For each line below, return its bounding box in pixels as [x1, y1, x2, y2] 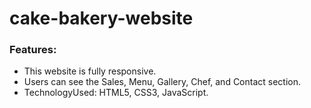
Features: [9, 43, 57, 57]
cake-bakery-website [9, 7, 194, 30]
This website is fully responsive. [23, 65, 157, 77]
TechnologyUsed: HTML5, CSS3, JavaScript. [23, 87, 209, 99]
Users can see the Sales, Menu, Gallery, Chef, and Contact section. [23, 76, 302, 88]
